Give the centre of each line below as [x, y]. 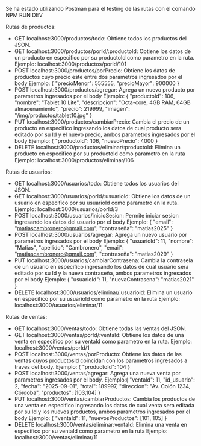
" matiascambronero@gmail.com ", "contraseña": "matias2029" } [94, 254]
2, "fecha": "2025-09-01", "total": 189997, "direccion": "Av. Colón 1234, [102, 386]
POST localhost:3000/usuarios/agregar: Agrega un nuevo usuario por [100, 235]
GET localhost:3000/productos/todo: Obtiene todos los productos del [100, 38]
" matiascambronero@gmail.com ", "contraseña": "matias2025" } [94, 228]
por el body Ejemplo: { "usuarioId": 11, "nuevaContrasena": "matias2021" [104, 279]
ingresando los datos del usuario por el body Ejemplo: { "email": [93, 222]
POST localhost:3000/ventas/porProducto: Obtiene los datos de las [98, 354]
